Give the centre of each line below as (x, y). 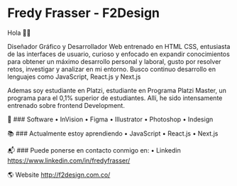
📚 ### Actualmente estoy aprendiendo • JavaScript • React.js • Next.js (113, 133)
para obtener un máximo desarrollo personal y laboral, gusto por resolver (114, 61)
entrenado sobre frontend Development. (66, 105)
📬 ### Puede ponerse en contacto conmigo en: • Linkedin (94, 150)
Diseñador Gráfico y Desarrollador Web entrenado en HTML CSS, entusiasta (119, 46)
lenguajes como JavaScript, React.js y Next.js (74, 77)
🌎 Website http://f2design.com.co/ (59, 175)
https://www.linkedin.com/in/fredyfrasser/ (69, 160)
